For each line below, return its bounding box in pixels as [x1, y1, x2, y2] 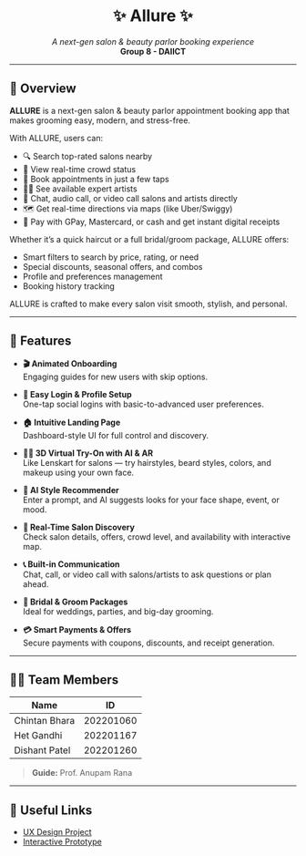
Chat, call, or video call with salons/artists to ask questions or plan [22, 569, 271, 580]
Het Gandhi [14, 729, 63, 742]
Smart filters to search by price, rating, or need [22, 252, 199, 263]
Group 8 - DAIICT [119, 46, 187, 57]
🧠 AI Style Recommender [22, 484, 120, 495]
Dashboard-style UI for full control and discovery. [22, 429, 209, 440]
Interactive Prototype [22, 836, 102, 848]
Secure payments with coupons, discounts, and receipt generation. [22, 637, 275, 648]
